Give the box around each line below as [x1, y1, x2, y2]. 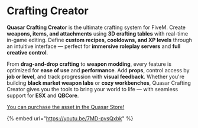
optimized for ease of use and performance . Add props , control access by [7, 66, 190, 73]
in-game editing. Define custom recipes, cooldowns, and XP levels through [7, 36, 193, 43]
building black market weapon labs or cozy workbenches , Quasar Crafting [7, 79, 191, 87]
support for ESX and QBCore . [7, 92, 79, 99]
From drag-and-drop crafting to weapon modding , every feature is [7, 60, 172, 68]
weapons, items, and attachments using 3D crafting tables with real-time [7, 30, 189, 37]
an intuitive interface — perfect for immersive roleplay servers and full [7, 43, 181, 50]
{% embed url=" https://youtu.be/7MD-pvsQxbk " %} [7, 114, 134, 122]
